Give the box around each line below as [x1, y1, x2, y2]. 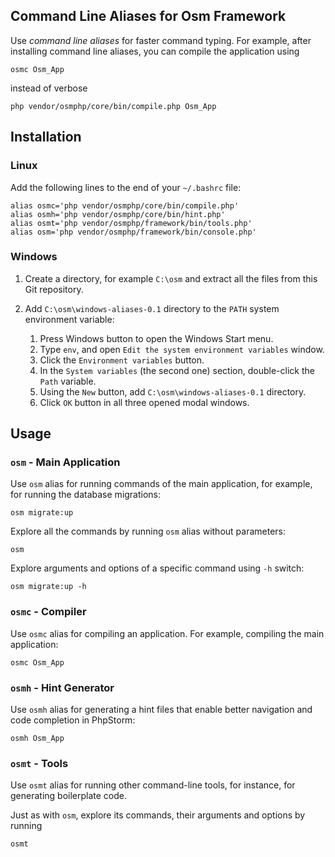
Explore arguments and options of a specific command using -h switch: [10, 562, 305, 574]
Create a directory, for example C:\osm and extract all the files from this [24, 272, 318, 284]
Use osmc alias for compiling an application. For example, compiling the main [10, 627, 325, 639]
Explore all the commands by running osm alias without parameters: [10, 525, 287, 538]
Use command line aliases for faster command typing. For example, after [10, 34, 312, 46]
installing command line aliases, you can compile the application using [10, 45, 300, 57]
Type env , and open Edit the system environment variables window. [39, 343, 325, 355]
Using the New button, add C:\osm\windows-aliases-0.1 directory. [39, 385, 307, 398]
